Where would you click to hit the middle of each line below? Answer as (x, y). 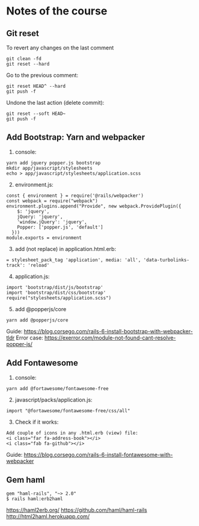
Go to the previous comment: (42, 75)
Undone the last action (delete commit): (55, 103)
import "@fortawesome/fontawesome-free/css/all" (68, 410)
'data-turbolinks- (166, 260)
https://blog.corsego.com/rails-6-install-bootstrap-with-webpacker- (109, 331)
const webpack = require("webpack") (52, 201)
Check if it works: (37, 422)
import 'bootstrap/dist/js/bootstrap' (55, 287)
